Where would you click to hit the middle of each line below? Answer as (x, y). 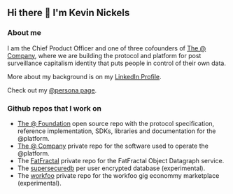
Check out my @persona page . (52, 90)
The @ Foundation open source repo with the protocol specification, (116, 123)
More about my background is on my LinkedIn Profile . (85, 76)
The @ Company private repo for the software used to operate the (113, 146)
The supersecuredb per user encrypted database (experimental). (111, 168)
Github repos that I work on (54, 108)
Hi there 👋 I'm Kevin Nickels (69, 13)
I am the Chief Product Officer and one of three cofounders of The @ (107, 48)
